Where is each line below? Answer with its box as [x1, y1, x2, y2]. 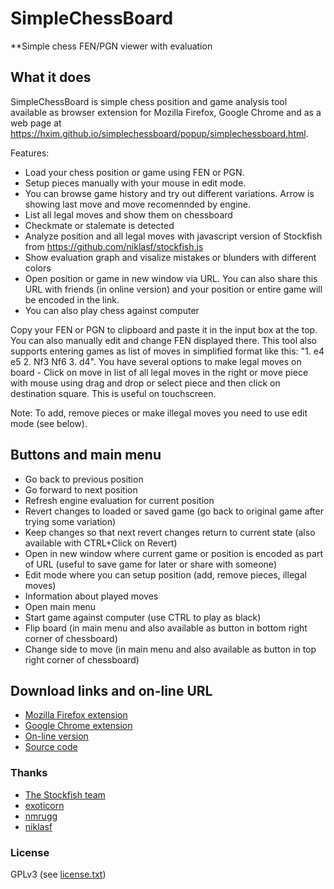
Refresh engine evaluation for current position [24, 494, 215, 506]
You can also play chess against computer [24, 304, 200, 316]
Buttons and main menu [10, 447, 162, 464]
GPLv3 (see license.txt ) [10, 868, 107, 880]
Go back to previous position [24, 473, 144, 485]
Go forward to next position [24, 483, 138, 496]
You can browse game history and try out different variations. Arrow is [24, 187, 315, 199]
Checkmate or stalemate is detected [24, 219, 175, 231]
